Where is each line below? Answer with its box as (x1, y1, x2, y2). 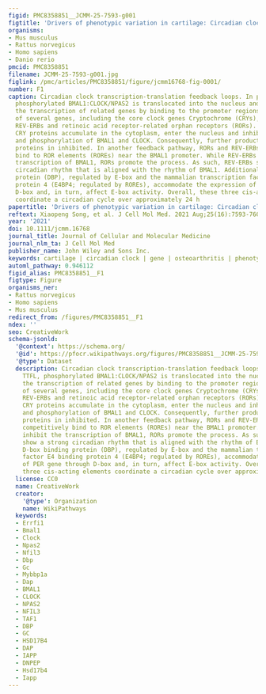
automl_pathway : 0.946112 (8, 262, 93, 270)
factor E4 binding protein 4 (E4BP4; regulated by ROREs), (22, 453, 222, 461)
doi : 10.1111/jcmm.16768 (8, 225, 90, 233)
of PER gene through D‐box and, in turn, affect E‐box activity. (22, 461, 243, 468)
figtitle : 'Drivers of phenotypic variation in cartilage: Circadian (8, 19, 243, 27)
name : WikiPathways (22, 504, 87, 513)
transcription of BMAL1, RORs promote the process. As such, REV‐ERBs (15, 159, 253, 167)
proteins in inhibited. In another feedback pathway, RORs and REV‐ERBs (15, 144, 260, 152)
